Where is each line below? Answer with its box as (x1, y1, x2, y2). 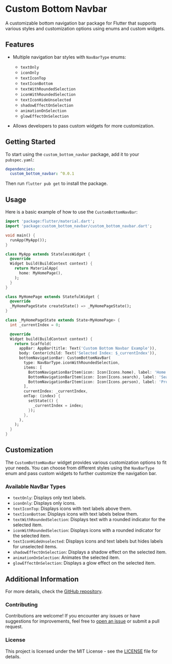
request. (5, 624, 23, 630)
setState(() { (28, 398, 58, 403)
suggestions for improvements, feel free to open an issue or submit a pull (5, 618, 160, 625)
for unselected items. (12, 544, 58, 550)
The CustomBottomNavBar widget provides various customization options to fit (5, 459, 167, 465)
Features (5, 40, 34, 49)
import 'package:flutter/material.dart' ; (5, 219, 95, 224)
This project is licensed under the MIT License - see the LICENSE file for (5, 648, 158, 654)
